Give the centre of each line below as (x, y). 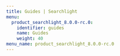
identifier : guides (41, 28)
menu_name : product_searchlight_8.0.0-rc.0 (60, 44)
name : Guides (33, 33)
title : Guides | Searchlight (42, 11)
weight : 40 (30, 38)
